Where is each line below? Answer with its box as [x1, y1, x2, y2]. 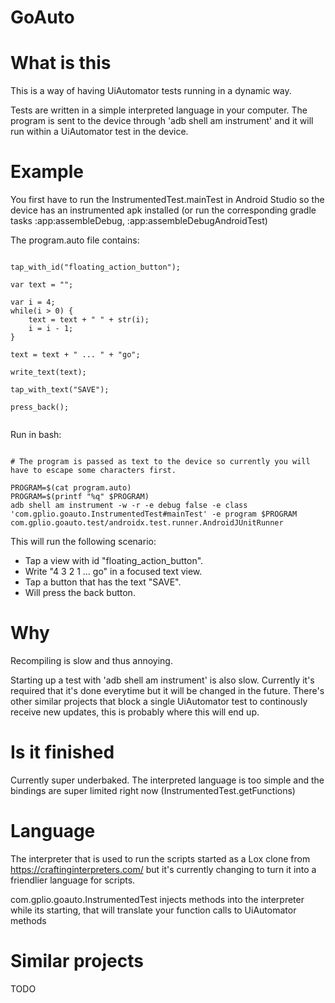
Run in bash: [10, 429, 62, 441]
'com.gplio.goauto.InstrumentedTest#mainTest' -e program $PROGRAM [10, 509, 298, 520]
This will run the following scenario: [10, 536, 157, 548]
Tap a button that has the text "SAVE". [24, 576, 182, 588]
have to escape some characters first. [10, 466, 177, 476]
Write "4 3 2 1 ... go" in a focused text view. [24, 566, 203, 578]
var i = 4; [10, 297, 56, 308]
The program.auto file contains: [10, 234, 140, 246]
